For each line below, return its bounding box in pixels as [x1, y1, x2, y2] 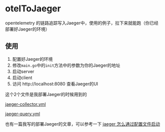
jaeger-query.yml [5, 111, 41, 117]
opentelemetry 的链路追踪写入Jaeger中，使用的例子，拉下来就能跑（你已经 [5, 20, 159, 26]
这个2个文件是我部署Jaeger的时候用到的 [5, 91, 87, 97]
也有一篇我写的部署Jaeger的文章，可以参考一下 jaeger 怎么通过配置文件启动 [5, 121, 161, 127]
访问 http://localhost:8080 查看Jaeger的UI [12, 81, 98, 87]
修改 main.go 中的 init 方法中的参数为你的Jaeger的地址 [12, 62, 121, 68]
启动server [12, 68, 35, 74]
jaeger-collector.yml [5, 101, 46, 107]
